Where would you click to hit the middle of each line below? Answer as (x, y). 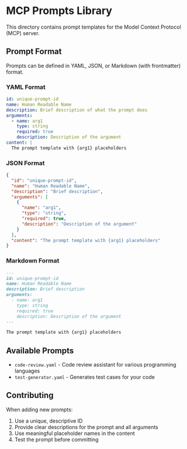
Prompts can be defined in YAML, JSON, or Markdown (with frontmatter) (93, 65)
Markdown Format (33, 261)
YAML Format (26, 87)
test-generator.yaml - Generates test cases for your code (84, 377)
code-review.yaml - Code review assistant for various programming (95, 365)
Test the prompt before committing (56, 439)
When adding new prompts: (39, 409)
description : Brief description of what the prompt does (77, 110)
